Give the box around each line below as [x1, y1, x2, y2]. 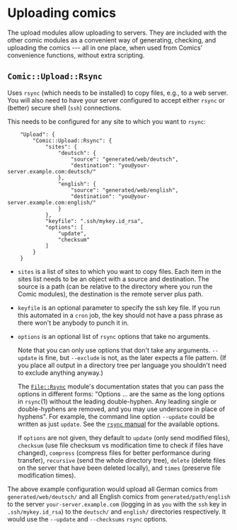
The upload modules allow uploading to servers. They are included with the [7, 28, 227, 37]
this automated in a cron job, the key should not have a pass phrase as [17, 311, 223, 319]
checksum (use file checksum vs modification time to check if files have [17, 441, 224, 449]
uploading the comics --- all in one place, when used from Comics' [7, 43, 203, 52]
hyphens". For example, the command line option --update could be [17, 412, 215, 420]
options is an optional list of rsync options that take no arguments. [17, 332, 211, 340]
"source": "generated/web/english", [70, 186, 179, 194]
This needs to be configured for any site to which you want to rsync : [7, 117, 207, 125]
